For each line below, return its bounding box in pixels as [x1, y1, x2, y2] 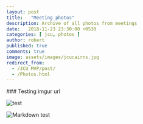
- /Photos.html [12, 71, 51, 77]
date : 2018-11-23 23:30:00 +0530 [6, 26, 97, 32]
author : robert [6, 37, 45, 43]
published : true [6, 43, 47, 49]
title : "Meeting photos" [6, 15, 75, 21]
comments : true [6, 49, 45, 55]
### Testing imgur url [6, 88, 61, 95]
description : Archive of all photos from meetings [6, 20, 138, 26]
